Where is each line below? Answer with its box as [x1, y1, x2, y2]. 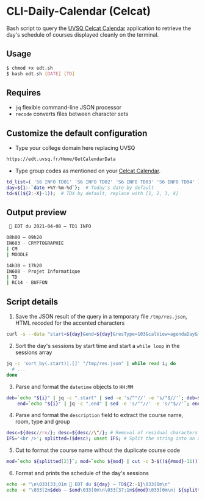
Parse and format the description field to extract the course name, [15, 412, 184, 419]
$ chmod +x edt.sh [6, 65, 53, 71]
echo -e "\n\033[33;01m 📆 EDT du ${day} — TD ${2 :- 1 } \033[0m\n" [6, 481, 171, 487]
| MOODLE [6, 251, 29, 257]
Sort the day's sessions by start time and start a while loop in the [15, 342, 180, 349]
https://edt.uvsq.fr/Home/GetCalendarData [6, 156, 116, 163]
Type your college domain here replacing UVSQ [15, 144, 135, 152]
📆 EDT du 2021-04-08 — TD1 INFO [9, 223, 92, 230]
